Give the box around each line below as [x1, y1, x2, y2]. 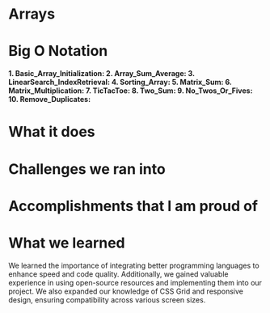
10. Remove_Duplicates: [8, 95, 91, 104]
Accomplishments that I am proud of [8, 197, 259, 215]
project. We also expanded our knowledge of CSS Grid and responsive [8, 286, 244, 296]
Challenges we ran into [8, 159, 166, 178]
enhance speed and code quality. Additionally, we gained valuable [8, 269, 229, 279]
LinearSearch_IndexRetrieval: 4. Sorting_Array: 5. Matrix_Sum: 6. [8, 78, 232, 87]
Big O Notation [8, 42, 108, 61]
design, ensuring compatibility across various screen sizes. [8, 294, 206, 304]
